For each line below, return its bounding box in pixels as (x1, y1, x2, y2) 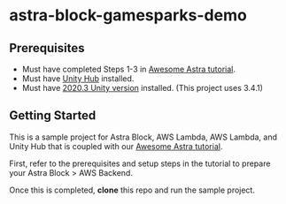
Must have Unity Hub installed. (21, 73, 135, 84)
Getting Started (9, 108, 97, 124)
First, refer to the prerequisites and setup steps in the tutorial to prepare (9, 158, 271, 169)
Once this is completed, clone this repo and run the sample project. (9, 185, 255, 195)
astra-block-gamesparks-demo (9, 5, 248, 26)
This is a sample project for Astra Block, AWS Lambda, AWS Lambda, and (9, 132, 277, 142)
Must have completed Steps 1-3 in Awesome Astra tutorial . (21, 64, 236, 74)
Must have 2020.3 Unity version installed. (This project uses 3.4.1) (21, 83, 264, 93)
